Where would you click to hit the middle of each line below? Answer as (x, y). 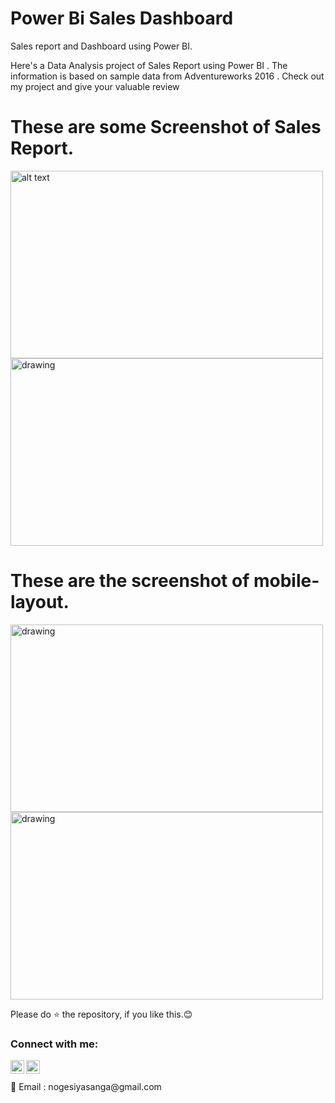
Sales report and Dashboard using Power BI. (101, 46)
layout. (40, 602)
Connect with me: (54, 1044)
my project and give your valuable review (95, 86)
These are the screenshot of (130, 581)
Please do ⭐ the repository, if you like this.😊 (101, 1014)
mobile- (286, 581)
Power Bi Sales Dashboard (122, 18)
